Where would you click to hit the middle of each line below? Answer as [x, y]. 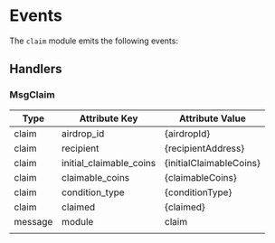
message [33, 221]
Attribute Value [213, 118]
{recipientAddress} [204, 148]
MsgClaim [33, 95]
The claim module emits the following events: [94, 41]
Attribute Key [109, 118]
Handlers [36, 69]
